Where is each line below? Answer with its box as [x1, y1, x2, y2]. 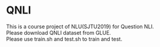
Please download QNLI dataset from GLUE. [6, 29, 111, 36]
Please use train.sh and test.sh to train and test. [6, 35, 123, 42]
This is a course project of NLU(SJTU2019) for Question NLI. [6, 23, 154, 30]
